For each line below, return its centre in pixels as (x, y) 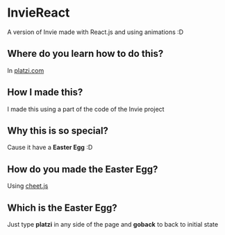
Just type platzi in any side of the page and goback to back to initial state (113, 224)
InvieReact (39, 13)
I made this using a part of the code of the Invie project (86, 109)
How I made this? (45, 93)
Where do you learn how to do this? (85, 54)
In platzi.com (26, 70)
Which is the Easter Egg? (62, 208)
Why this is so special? (58, 131)
